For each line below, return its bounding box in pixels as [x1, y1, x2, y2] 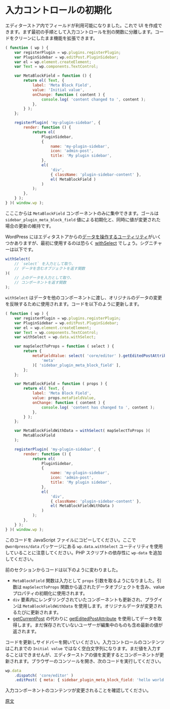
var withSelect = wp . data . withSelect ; [14, 334, 96, 340]
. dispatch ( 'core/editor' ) [14, 673, 73, 678]
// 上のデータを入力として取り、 [14, 275, 74, 281]
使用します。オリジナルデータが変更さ [78, 602, 158, 609]
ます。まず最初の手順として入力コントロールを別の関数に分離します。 [9, 28, 155, 35]
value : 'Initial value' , [32, 87, 85, 92]
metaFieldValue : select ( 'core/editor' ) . [32, 353, 123, 358]
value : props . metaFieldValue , [32, 395, 96, 401]
